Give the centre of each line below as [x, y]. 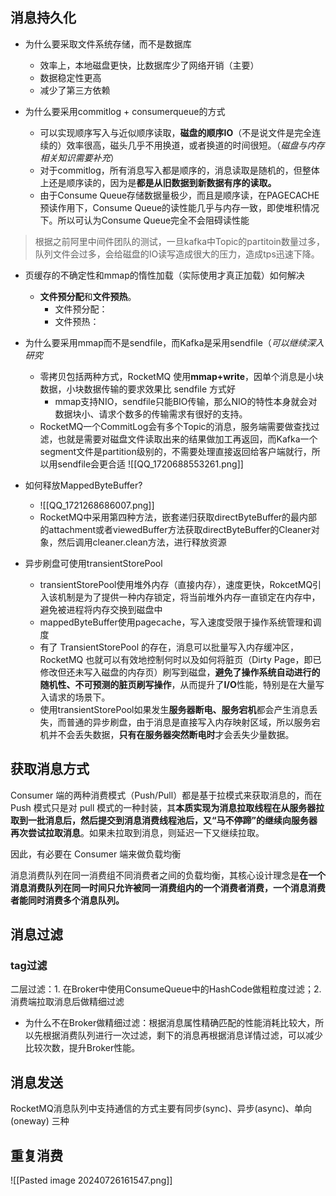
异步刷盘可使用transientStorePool [93, 563]
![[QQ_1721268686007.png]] [97, 505]
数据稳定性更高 [70, 77]
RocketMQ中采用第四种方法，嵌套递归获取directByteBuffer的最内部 [178, 517]
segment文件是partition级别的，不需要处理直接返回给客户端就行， [175, 451]
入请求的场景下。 [75, 697]
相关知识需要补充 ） [79, 157]
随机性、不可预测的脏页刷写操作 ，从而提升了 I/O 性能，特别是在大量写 [182, 684]
